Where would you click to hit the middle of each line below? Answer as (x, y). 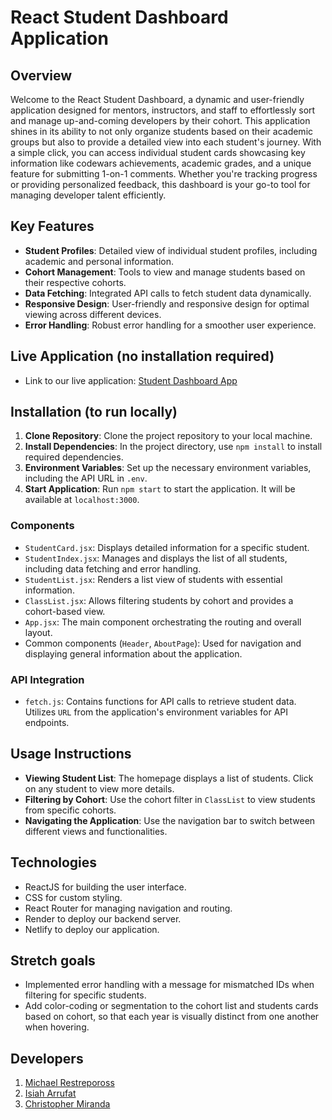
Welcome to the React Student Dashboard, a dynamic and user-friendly (157, 99)
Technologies (54, 862)
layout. (38, 632)
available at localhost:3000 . (82, 500)
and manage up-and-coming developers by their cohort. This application (160, 120)
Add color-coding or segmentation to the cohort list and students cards (171, 1006)
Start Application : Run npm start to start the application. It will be (160, 489)
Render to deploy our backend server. (103, 918)
